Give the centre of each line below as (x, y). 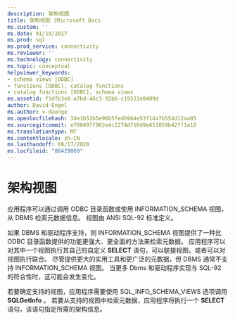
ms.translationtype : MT (42, 132)
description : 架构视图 (38, 14)
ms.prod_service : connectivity (53, 46)
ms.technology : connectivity (50, 60)
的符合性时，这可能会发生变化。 (53, 276)
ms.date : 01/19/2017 (38, 33)
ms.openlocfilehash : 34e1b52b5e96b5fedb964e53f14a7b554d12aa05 (102, 118)
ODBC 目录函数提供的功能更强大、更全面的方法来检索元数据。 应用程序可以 (117, 241)
